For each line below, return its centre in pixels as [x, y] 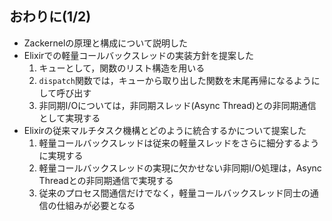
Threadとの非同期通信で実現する [106, 180]
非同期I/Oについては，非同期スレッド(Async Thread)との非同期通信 [177, 105]
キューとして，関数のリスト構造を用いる [122, 68]
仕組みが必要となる [96, 205]
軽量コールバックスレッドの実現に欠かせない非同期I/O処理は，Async [180, 168]
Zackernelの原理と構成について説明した [105, 43]
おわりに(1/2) [50, 17]
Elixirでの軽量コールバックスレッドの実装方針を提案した [138, 55]
